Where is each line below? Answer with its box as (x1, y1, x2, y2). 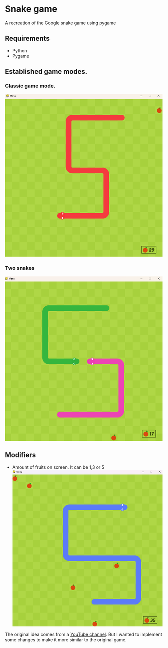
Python (12, 47, 27, 53)
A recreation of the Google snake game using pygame (5, 20, 116, 26)
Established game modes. (5, 67, 88, 76)
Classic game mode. (5, 82, 56, 89)
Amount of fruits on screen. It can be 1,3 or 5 (12, 464, 105, 470)
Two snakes (5, 265, 35, 272)
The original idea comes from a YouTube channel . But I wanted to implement (5, 631, 162, 637)
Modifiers (5, 451, 36, 459)
